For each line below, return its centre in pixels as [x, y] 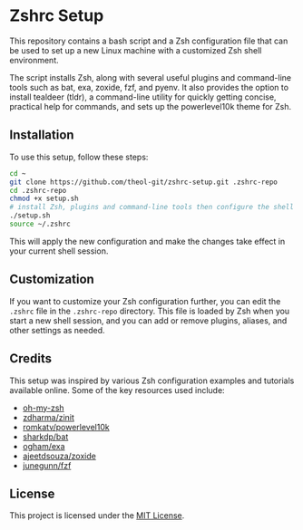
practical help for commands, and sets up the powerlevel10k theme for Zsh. [151, 106]
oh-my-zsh [44, 408]
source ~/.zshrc [40, 224]
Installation [42, 135]
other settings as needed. [58, 330]
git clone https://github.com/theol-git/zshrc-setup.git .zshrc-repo [144, 182]
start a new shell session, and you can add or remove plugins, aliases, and [148, 320]
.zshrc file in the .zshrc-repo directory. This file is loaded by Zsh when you [150, 311]
